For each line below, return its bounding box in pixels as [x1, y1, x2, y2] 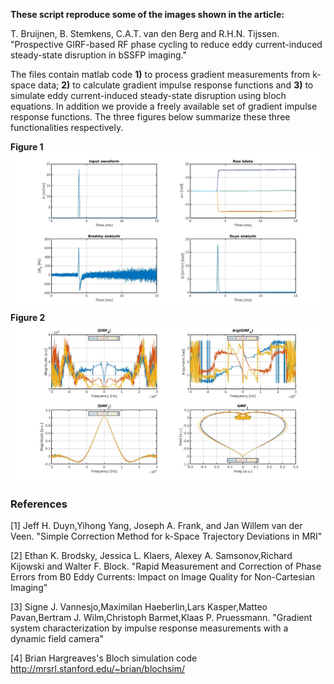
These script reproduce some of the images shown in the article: [10, 9, 285, 20]
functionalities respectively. [10, 122, 124, 133]
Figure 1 [10, 141, 44, 153]
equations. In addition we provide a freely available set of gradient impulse [10, 100, 318, 112]
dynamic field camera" [10, 633, 104, 645]
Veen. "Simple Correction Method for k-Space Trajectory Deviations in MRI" [10, 530, 323, 543]
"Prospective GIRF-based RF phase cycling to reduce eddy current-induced [10, 39, 323, 50]
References [10, 497, 68, 511]
